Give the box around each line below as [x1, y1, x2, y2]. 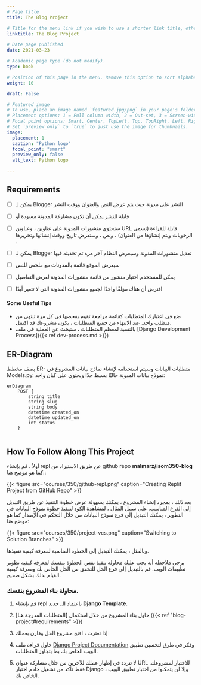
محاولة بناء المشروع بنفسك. [7, 587, 79, 595]
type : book [7, 64, 34, 70]
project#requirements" [15, 618, 72, 625]
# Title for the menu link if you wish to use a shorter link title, [7, 25, 184, 31]
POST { [17, 388, 34, 394]
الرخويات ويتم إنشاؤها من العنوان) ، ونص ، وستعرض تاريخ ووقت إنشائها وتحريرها [15, 231, 193, 239]
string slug [28, 399, 58, 405]
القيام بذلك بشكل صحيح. [7, 572, 61, 579]
